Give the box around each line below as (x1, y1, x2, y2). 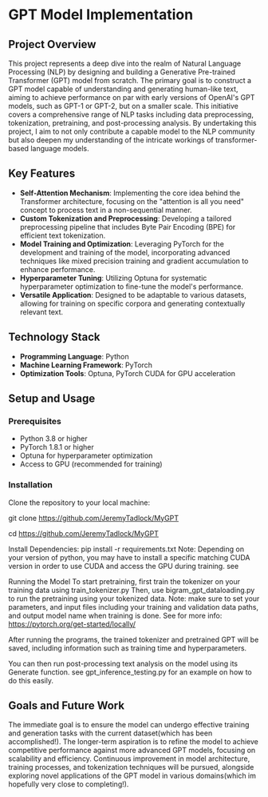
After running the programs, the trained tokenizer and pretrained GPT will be (8, 635, 259, 644)
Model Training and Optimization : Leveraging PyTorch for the (19, 238, 225, 249)
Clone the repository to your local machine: (8, 498, 151, 507)
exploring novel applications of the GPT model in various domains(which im (8, 771, 257, 781)
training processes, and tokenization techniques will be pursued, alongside (8, 763, 254, 772)
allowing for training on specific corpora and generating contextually (19, 298, 246, 308)
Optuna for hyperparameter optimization (19, 451, 153, 461)
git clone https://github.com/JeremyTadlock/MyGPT (8, 513, 179, 523)
